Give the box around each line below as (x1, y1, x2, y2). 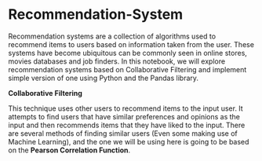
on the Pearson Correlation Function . (8, 145, 131, 155)
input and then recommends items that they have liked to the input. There (8, 120, 246, 130)
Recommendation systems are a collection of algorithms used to (8, 31, 217, 41)
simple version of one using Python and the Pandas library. (8, 73, 198, 82)
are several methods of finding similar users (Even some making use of (8, 128, 238, 138)
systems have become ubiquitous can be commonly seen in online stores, (8, 48, 247, 57)
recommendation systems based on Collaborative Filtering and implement (8, 64, 247, 74)
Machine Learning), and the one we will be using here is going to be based (8, 137, 249, 146)
